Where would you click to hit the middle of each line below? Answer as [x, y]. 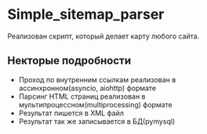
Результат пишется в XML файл [71, 113]
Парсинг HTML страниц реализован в [82, 96]
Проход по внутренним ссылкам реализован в [97, 79]
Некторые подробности [69, 61]
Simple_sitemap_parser [86, 14]
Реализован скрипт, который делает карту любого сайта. [103, 36]
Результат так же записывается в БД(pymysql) [97, 121]
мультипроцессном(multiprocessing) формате [96, 104]
